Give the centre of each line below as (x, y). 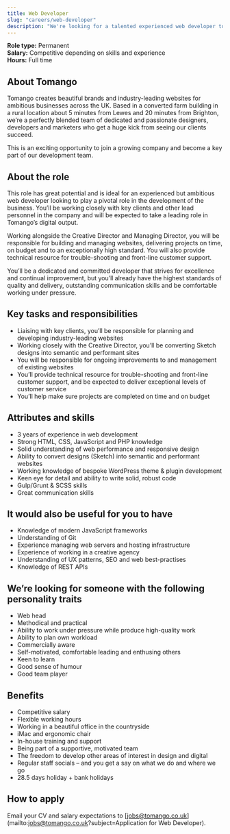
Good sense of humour (50, 667)
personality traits (44, 599)
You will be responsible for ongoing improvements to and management (117, 360)
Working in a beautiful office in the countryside (83, 726)
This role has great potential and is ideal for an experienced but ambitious (111, 193)
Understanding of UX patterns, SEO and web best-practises (101, 560)
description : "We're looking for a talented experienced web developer (111, 26)
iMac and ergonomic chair (54, 734)
